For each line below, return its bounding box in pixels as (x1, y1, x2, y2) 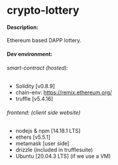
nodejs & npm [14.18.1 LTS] (15, 127, 81, 135)
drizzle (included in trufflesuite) (15, 147, 93, 154)
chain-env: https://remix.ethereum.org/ (15, 89, 113, 96)
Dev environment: (7, 50, 53, 57)
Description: (7, 23, 38, 30)
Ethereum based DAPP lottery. (7, 37, 81, 44)
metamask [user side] (15, 140, 69, 147)
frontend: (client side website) (7, 108, 81, 116)
